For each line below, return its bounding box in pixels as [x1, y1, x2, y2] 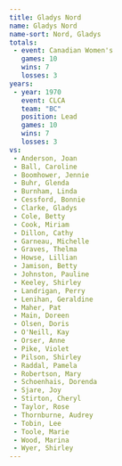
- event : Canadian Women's [12, 46, 114, 55]
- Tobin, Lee [12, 419, 62, 428]
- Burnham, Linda [12, 187, 77, 196]
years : [9, 79, 34, 88]
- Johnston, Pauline [12, 270, 90, 279]
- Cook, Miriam [12, 220, 69, 229]
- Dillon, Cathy [12, 228, 74, 237]
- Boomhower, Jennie [12, 170, 90, 179]
